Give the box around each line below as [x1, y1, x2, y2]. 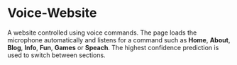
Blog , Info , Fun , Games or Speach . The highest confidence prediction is [7, 43, 219, 52]
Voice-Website [7, 5, 97, 21]
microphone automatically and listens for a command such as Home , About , [7, 35, 231, 44]
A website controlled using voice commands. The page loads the [7, 28, 197, 37]
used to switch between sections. [7, 51, 106, 59]
